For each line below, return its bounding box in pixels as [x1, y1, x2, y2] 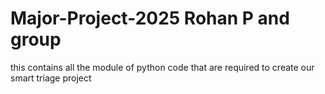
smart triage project [10, 72, 92, 84]
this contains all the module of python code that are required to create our [10, 61, 315, 73]
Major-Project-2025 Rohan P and [10, 7, 290, 30]
